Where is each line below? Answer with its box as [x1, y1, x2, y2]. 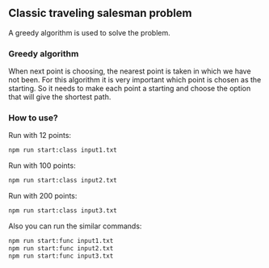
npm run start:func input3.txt [8, 252, 114, 260]
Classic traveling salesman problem [8, 6, 192, 20]
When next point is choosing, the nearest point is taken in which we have [8, 66, 252, 76]
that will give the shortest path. [8, 92, 111, 102]
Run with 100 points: [8, 161, 76, 170]
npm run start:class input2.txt [8, 177, 117, 185]
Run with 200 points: [8, 191, 78, 201]
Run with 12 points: [8, 131, 71, 140]
